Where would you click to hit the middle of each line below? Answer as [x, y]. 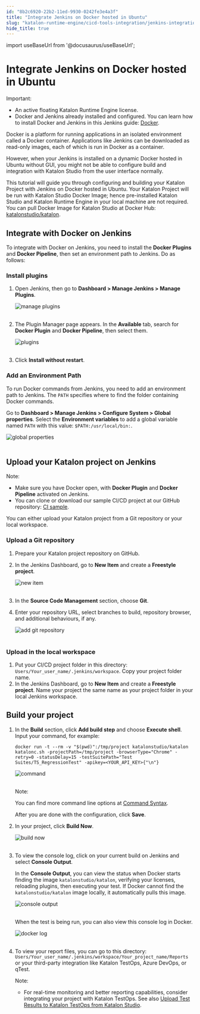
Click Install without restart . [50, 360]
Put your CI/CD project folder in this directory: [71, 665]
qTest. [22, 969]
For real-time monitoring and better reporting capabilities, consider [106, 992]
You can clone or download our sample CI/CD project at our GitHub [97, 501]
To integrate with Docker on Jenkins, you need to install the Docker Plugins [99, 247]
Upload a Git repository [40, 540]
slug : [13, 23]
